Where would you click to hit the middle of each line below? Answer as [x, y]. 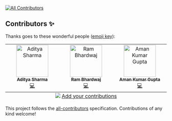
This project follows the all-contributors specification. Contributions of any [84, 108]
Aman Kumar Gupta [140, 79]
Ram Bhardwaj [86, 79]
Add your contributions [89, 96]
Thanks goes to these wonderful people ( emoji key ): [60, 36]
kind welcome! [21, 114]
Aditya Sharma [32, 79]
